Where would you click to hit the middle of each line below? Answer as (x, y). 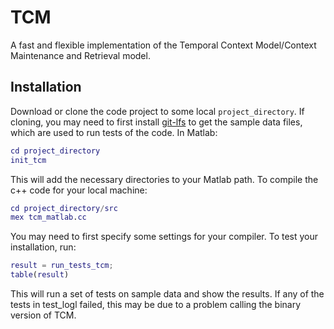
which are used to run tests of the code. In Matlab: (114, 132)
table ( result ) (40, 275)
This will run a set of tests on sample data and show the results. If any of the (167, 294)
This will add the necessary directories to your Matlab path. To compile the (164, 179)
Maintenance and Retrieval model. (80, 55)
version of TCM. (43, 315)
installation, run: (43, 247)
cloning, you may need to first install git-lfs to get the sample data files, (156, 122)
